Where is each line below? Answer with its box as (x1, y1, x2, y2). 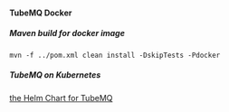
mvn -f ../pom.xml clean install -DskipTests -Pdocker (9, 51, 221, 60)
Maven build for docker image (9, 28, 125, 39)
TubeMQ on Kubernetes (9, 70, 101, 80)
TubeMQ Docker (9, 7, 72, 18)
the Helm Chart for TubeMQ (9, 92, 113, 103)
